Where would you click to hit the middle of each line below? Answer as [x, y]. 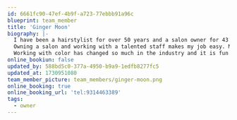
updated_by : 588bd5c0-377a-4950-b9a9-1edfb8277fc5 [83, 66]
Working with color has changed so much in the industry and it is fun [121, 54]
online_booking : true [39, 86]
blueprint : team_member [42, 20]
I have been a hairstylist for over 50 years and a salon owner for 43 [121, 40]
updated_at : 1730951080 [42, 73]
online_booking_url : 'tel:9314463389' [64, 92]
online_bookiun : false [41, 60]
